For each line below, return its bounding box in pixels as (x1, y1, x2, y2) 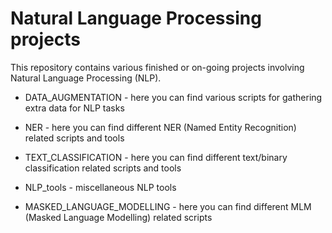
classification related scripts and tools (24, 162, 182, 174)
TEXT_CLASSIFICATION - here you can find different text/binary (24, 151, 288, 163)
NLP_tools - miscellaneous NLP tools (24, 181, 177, 193)
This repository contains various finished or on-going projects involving (10, 61, 305, 73)
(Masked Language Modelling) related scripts (24, 211, 213, 223)
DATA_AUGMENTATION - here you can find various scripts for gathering (24, 91, 323, 103)
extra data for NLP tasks (24, 102, 125, 114)
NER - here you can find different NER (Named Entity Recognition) (24, 121, 297, 133)
